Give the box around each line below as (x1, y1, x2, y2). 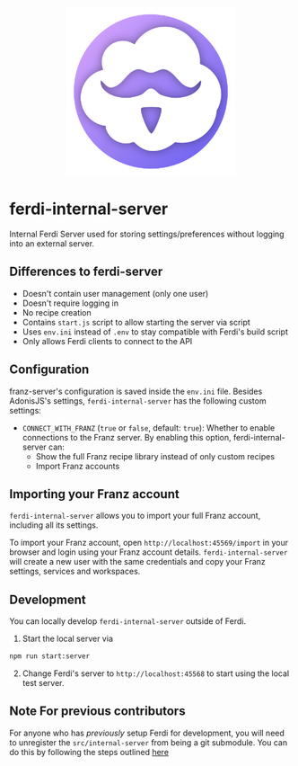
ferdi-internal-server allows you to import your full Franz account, (9, 511, 261, 521)
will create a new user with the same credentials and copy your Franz (9, 557, 267, 567)
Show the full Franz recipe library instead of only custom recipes (35, 450, 276, 461)
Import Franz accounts (35, 460, 120, 471)
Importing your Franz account (9, 486, 180, 502)
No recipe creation (22, 307, 92, 317)
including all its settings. (9, 520, 99, 530)
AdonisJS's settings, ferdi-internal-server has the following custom (9, 395, 267, 406)
